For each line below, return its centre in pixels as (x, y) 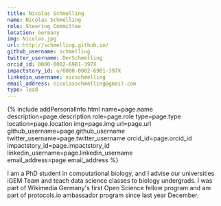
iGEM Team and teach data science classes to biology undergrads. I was (110, 181)
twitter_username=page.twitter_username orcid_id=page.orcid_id (100, 138)
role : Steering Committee (44, 26)
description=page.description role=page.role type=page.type (94, 116)
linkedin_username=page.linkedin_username (70, 153)
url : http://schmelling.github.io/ (58, 45)
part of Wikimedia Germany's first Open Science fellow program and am (109, 188)
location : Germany (33, 33)
